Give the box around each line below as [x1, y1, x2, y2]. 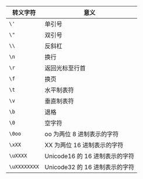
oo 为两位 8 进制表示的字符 [44, 130, 119, 138]
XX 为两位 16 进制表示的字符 [44, 141, 124, 149]
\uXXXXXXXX [9, 164, 39, 170]
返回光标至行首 [44, 64, 86, 72]
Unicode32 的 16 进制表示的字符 [44, 163, 135, 171]
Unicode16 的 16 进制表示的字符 [44, 152, 135, 160]
